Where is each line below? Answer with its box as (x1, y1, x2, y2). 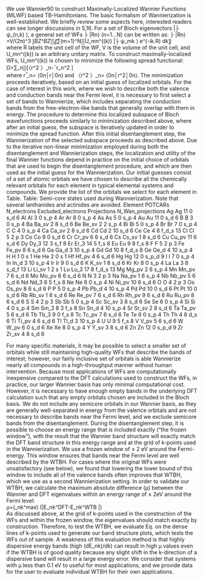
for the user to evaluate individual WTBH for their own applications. (6, 568, 174, 575)
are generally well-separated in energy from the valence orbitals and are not (6, 407, 197, 414)
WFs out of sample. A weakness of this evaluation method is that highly (6, 536, 185, 543)
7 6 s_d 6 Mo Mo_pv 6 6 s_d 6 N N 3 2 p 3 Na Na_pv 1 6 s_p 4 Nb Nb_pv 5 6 (6, 272, 196, 279)
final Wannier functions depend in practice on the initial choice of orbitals (6, 156, 190, 163)
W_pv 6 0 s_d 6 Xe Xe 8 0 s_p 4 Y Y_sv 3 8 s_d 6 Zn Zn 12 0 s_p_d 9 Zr (6, 324, 184, 331)
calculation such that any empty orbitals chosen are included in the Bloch (6, 394, 190, 401)
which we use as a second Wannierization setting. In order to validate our (6, 478, 190, 485)
